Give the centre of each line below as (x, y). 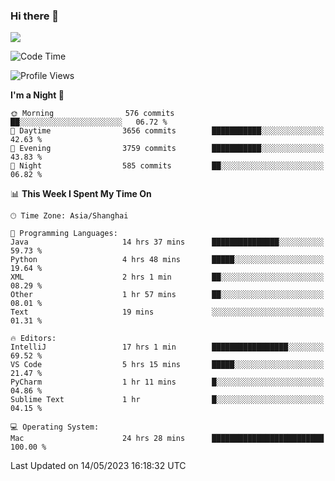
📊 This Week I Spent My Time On (81, 194)
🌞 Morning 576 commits (92, 114)
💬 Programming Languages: (64, 234)
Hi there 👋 (35, 16)
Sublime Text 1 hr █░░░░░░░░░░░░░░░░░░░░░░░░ (167, 400)
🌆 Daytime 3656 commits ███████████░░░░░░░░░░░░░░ (167, 131)
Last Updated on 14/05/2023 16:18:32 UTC (98, 466)
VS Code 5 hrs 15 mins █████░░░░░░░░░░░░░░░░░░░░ (167, 365)
